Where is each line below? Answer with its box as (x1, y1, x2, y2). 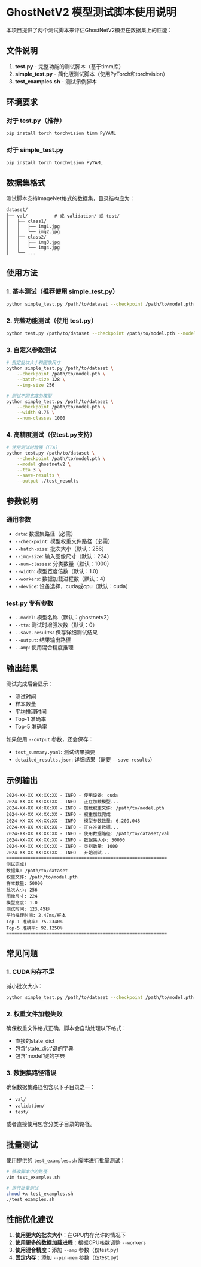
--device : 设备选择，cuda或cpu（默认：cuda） (14, 583, 132, 590)
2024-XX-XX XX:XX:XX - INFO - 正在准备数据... (6, 824, 119, 830)
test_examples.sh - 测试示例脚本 (14, 77, 98, 85)
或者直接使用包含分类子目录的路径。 (6, 1121, 96, 1128)
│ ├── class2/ (6, 234, 47, 240)
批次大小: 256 (6, 887, 38, 893)
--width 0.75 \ (17, 410, 55, 416)
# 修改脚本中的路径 (6, 1169, 48, 1175)
